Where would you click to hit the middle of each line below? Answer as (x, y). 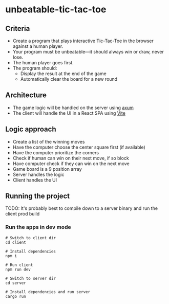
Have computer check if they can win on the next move (71, 164)
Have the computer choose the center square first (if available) (79, 147)
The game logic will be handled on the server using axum (73, 108)
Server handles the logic (38, 174)
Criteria (18, 29)
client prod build (23, 214)
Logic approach (31, 129)
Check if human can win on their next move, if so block (71, 158)
